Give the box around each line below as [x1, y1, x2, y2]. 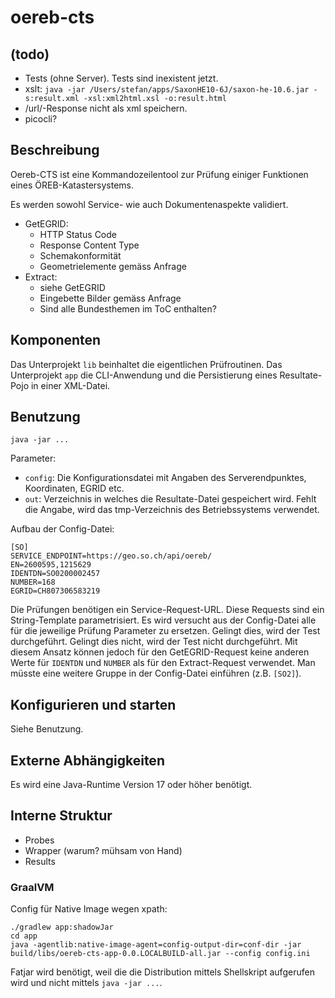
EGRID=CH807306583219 [10, 586, 101, 596]
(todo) [10, 46, 50, 63]
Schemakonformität [39, 249, 122, 261]
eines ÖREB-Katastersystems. [10, 179, 135, 191]
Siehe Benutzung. [10, 723, 84, 735]
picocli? [24, 113, 58, 125]
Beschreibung [10, 142, 100, 159]
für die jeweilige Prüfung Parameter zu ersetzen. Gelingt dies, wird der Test [10, 625, 321, 637]
